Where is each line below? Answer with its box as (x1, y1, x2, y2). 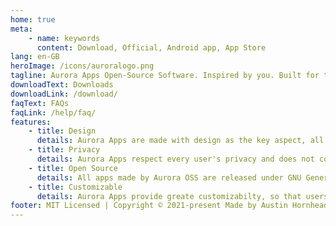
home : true (10, 14, 56, 25)
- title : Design (28, 126, 97, 136)
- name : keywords (28, 33, 101, 43)
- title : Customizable (28, 182, 123, 192)
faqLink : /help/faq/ (10, 107, 97, 118)
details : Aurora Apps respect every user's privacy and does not (36, 154, 315, 164)
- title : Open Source (28, 163, 118, 173)
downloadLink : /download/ (10, 89, 118, 99)
